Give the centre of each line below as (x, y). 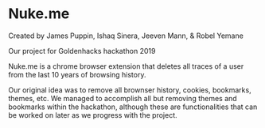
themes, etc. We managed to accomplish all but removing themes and (123, 98)
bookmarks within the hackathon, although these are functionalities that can (133, 107)
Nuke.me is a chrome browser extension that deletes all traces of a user (126, 66)
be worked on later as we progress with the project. (93, 115)
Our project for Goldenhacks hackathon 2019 (82, 51)
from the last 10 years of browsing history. (77, 74)
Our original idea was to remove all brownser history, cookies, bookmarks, (130, 90)
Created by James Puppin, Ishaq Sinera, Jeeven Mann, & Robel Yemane (126, 36)
